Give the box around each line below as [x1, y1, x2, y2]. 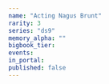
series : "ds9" [8, 26, 56, 34]
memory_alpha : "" [8, 34, 67, 42]
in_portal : [8, 57, 45, 65]
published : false [8, 64, 67, 72]
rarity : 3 [8, 19, 42, 27]
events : [8, 49, 34, 57]
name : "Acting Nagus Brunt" [8, 11, 103, 20]
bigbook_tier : [8, 42, 56, 50]
